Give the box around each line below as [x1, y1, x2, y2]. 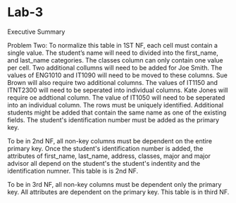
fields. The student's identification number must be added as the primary [7, 115, 220, 124]
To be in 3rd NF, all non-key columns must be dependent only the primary [7, 180, 222, 188]
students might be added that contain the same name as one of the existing [7, 108, 227, 117]
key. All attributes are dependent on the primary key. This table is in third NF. [7, 188, 230, 196]
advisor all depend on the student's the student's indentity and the [7, 159, 201, 167]
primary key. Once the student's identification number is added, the [7, 144, 204, 152]
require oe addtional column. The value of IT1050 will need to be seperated [7, 93, 225, 102]
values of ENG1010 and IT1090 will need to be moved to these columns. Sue [7, 71, 228, 79]
